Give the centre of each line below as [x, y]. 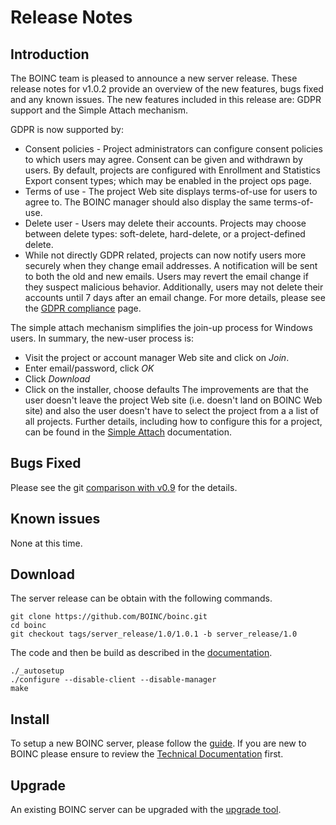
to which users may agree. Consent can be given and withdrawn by [163, 159]
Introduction [50, 54]
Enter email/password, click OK [89, 368]
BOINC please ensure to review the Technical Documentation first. [147, 754]
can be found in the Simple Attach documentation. [128, 432]
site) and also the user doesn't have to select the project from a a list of [171, 410]
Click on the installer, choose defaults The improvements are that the [166, 389]
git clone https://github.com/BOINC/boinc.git [109, 617]
